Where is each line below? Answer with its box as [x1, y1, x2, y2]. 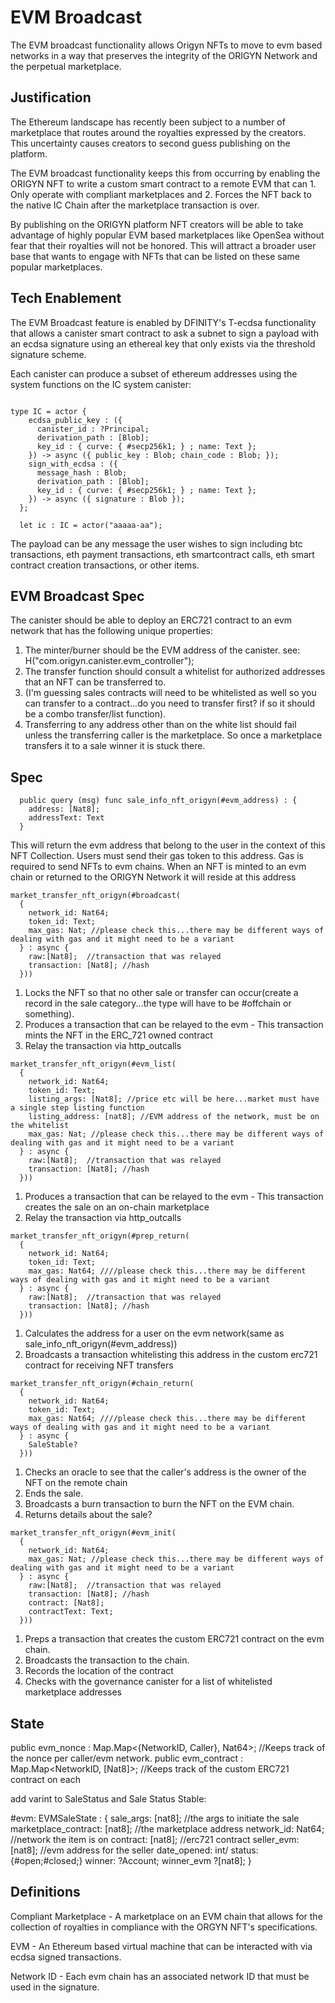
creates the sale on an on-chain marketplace [24, 1201, 210, 1213]
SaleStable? [28, 1440, 78, 1450]
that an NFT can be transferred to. [24, 676, 167, 688]
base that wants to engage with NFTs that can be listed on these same [10, 250, 300, 262]
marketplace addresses [24, 1686, 122, 1698]
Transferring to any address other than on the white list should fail [24, 719, 297, 731]
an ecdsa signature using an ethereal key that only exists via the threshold [10, 337, 316, 350]
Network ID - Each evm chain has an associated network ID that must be [10, 1970, 310, 1982]
